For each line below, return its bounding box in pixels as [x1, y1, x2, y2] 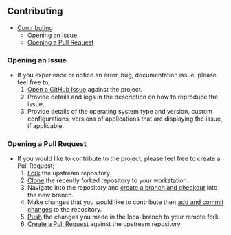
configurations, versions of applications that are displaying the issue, [27, 114, 223, 123]
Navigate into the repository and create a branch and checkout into [27, 184, 218, 192]
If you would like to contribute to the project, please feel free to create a [16, 154, 221, 163]
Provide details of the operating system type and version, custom [27, 108, 213, 116]
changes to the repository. [27, 206, 102, 214]
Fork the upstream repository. [27, 169, 112, 177]
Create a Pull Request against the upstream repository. [27, 220, 182, 228]
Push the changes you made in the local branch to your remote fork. [27, 212, 221, 221]
